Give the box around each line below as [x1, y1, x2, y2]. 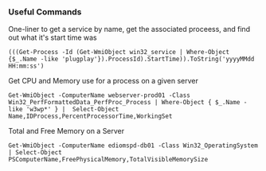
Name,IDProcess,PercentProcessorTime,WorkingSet [8, 112, 173, 121]
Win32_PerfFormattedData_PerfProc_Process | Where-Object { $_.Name [8, 99, 241, 107]
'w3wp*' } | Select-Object [25, 106, 119, 114]
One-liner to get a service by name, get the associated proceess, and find [8, 25, 251, 34]
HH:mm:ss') [8, 62, 45, 70]
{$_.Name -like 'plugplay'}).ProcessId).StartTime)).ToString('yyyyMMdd [8, 55, 255, 64]
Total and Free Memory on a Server [8, 126, 125, 136]
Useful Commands [8, 6, 82, 17]
